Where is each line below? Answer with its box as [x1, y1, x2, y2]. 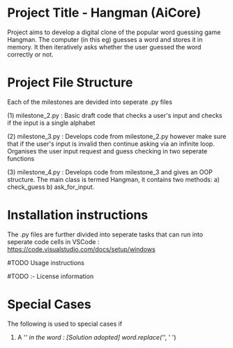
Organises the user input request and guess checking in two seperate [7, 146, 208, 155]
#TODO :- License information [7, 272, 94, 280]
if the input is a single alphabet [7, 119, 96, 127]
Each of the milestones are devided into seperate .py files [7, 98, 173, 106]
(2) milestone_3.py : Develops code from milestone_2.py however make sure [7, 132, 227, 140]
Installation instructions [7, 207, 149, 223]
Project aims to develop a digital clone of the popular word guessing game [7, 28, 221, 36]
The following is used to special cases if [7, 319, 123, 328]
